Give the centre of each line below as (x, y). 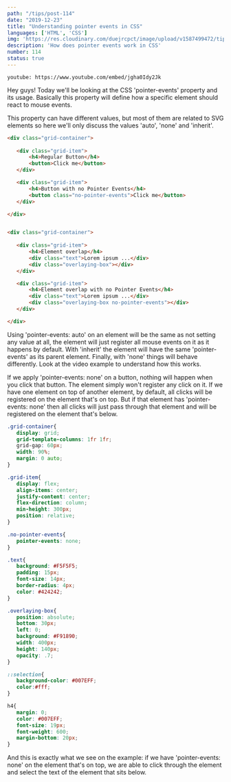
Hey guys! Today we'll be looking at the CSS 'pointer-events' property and (112, 90)
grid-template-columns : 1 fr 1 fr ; (64, 439)
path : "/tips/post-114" (41, 13)
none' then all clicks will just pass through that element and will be (123, 407)
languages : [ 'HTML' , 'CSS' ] (47, 33)
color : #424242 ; (40, 592)
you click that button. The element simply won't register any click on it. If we (115, 384)
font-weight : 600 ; (43, 732)
